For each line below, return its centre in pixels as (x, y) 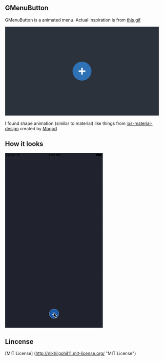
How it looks (24, 144)
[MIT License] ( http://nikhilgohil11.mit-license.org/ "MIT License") (71, 353)
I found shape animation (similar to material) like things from (65, 123)
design (12, 128)
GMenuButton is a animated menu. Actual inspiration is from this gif (73, 20)
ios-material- (140, 123)
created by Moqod (38, 128)
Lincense (19, 342)
